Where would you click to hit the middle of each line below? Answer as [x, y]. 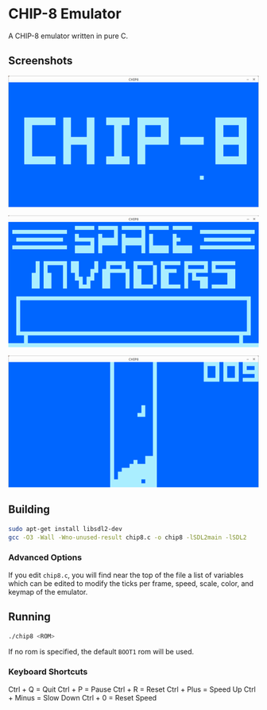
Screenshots [41, 61]
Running [30, 617]
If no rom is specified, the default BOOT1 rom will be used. [101, 651]
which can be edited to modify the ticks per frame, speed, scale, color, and [131, 583]
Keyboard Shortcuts [48, 672]
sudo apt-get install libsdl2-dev [66, 529]
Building [29, 510]
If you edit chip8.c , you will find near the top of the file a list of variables [126, 575]
